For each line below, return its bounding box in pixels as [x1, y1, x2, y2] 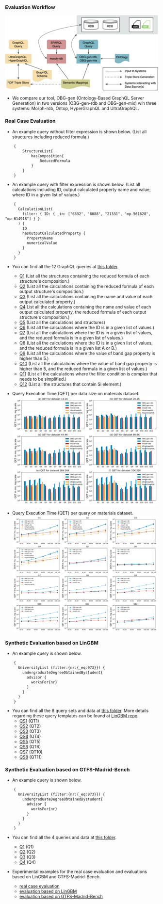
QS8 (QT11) [19, 754, 42, 760]
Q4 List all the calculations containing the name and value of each [19, 304, 151, 309]
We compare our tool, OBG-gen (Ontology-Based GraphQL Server [12, 95, 145, 101]
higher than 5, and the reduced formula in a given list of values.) [19, 366, 147, 371]
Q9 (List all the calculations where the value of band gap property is [19, 350, 155, 356]
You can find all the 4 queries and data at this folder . [12, 835, 117, 840]
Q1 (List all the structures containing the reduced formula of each [19, 273, 149, 279]
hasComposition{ [31, 153, 64, 159]
